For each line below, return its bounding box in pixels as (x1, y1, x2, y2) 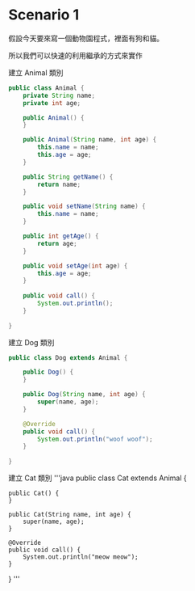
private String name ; (23, 91, 95, 99)
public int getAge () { (23, 232, 99, 240)
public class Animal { (8, 83, 85, 92)
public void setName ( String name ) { (23, 202, 147, 211)
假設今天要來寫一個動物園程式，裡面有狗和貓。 (8, 33, 164, 43)
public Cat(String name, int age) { (8, 511, 131, 519)
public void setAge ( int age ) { (23, 261, 128, 270)
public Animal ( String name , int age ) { (23, 136, 157, 144)
